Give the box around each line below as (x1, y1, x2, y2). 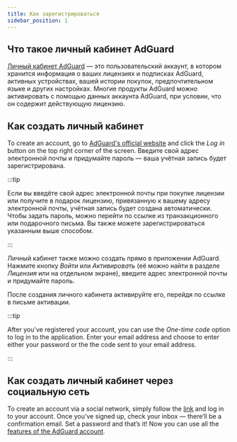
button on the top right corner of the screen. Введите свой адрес (7, 147, 200, 155)
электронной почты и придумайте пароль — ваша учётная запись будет (7, 154, 227, 163)
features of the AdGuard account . (7, 426, 105, 436)
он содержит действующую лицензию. (7, 100, 125, 108)
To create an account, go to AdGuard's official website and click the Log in (7, 139, 225, 147)
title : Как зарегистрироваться (7, 10, 100, 18)
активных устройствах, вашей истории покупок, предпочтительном (7, 77, 214, 86)
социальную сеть (7, 385, 90, 397)
